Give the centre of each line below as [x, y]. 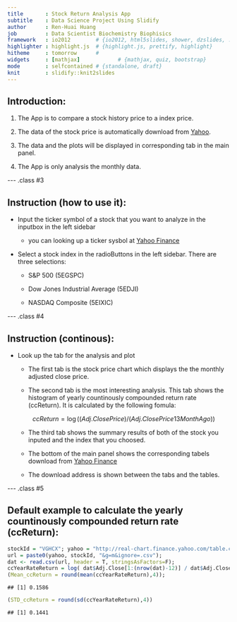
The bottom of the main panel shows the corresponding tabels [119, 453]
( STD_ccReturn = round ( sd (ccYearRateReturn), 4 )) [80, 600]
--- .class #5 [26, 488]
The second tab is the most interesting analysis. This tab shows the [126, 390]
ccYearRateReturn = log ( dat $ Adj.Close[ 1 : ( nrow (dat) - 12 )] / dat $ [105, 568]
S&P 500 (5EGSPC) [56, 275]
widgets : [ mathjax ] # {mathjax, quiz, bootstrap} [107, 60]
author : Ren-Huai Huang [52, 27]
